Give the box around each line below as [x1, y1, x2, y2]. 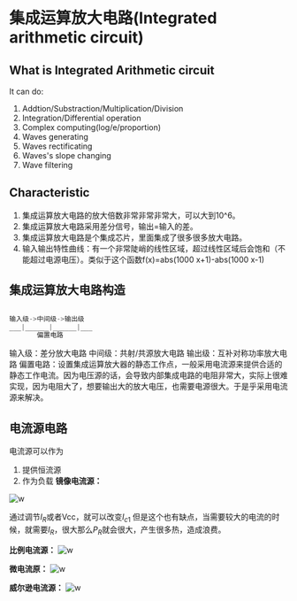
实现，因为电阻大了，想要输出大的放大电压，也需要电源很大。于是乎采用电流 [9, 381, 288, 392]
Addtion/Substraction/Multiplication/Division [21, 104, 184, 113]
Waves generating [21, 132, 88, 142]
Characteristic [9, 185, 90, 200]
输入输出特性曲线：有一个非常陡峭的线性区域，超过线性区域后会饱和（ [21, 243, 278, 253]
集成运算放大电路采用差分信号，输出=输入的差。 [21, 220, 199, 231]
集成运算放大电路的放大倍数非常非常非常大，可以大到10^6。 [21, 210, 240, 220]
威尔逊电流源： [9, 582, 64, 593]
